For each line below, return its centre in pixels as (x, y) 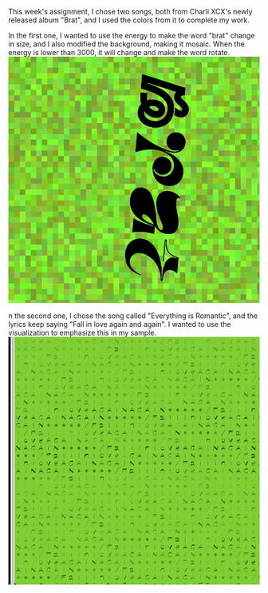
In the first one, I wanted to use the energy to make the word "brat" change (132, 36)
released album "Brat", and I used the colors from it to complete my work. (129, 20)
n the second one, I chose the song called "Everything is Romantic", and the (133, 316)
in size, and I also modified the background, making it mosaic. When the (126, 44)
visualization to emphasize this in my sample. (83, 333)
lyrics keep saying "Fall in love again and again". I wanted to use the (120, 324)
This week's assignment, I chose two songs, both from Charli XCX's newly (130, 12)
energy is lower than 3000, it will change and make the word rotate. (119, 52)
